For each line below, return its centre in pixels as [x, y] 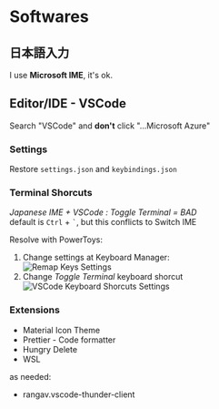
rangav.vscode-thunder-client [79, 394]
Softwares [49, 17]
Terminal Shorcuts [51, 193]
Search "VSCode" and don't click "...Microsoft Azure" [110, 126]
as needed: [30, 376]
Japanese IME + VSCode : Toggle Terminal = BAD [103, 212]
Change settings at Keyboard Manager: [96, 258]
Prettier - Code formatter [69, 340]
